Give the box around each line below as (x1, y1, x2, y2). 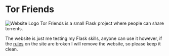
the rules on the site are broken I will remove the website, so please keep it (5, 40, 161, 46)
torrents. (5, 25, 23, 31)
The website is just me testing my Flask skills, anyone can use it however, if (5, 35, 162, 41)
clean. (5, 46, 18, 52)
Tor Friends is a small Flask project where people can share (40, 20, 164, 26)
